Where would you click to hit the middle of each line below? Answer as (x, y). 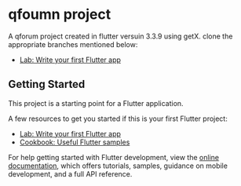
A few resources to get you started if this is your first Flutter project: (118, 119)
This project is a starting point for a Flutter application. (96, 103)
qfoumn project (60, 15)
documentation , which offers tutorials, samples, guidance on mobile (118, 166)
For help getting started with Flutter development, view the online (114, 157)
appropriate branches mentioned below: (73, 44)
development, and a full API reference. (70, 173)
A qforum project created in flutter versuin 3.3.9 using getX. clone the (120, 36)
